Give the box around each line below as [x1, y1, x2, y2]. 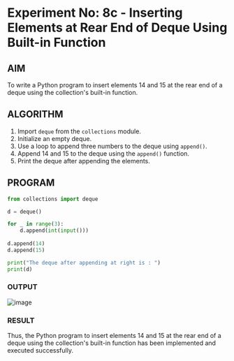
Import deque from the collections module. [17, 127, 142, 135]
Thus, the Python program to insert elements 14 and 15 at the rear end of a [7, 332, 221, 340]
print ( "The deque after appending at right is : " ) [7, 259, 161, 266]
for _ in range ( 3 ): [7, 221, 64, 228]
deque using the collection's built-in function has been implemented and [7, 339, 217, 347]
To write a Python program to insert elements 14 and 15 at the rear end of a [7, 81, 223, 89]
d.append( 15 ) [7, 246, 45, 253]
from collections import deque [7, 196, 98, 202]
